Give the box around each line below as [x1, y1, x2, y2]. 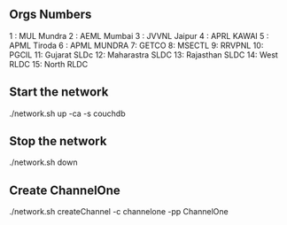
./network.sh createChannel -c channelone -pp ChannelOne [9, 206, 229, 217]
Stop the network [9, 134, 107, 149]
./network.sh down [9, 157, 78, 167]
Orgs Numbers [9, 7, 92, 22]
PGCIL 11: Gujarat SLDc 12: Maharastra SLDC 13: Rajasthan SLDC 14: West [9, 49, 279, 60]
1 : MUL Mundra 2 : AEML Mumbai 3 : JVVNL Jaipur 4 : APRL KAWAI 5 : [9, 30, 269, 41]
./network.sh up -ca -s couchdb [9, 108, 126, 119]
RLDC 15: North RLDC [9, 58, 89, 69]
